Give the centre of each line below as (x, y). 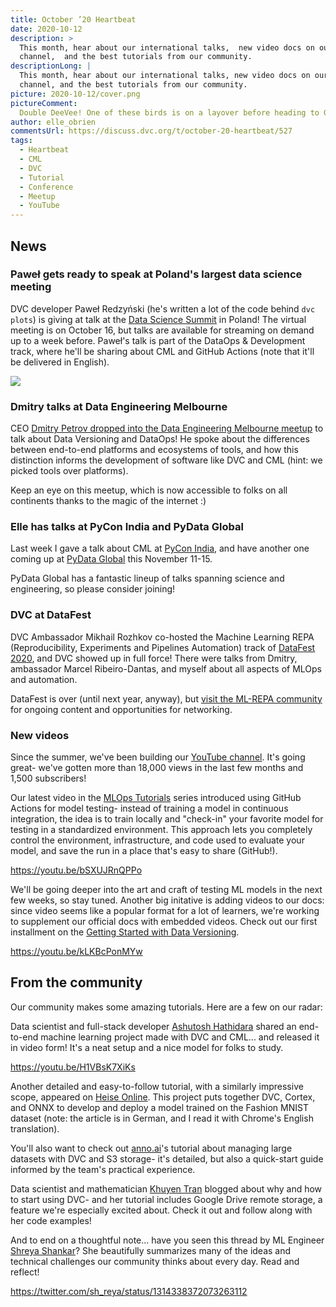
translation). (35, 1128)
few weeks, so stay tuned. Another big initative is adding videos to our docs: (167, 900)
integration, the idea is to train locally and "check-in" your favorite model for (167, 819)
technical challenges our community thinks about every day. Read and (155, 1261)
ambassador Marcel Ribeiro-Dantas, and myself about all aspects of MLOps (166, 668)
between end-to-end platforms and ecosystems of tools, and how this (154, 450)
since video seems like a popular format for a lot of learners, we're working (165, 910)
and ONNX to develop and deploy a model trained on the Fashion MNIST (159, 1107)
